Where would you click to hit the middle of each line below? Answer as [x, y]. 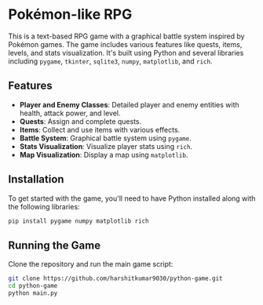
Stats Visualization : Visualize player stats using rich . [106, 146]
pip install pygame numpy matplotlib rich [79, 221]
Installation [36, 179]
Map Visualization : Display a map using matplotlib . [104, 154]
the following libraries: [44, 206]
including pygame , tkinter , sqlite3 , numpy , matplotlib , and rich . [110, 61]
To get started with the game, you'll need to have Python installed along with [132, 198]
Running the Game [54, 245]
